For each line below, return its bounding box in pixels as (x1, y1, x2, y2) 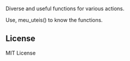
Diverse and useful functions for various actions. (5, 5, 125, 12)
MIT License (5, 49, 36, 56)
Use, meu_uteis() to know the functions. (5, 17, 103, 23)
